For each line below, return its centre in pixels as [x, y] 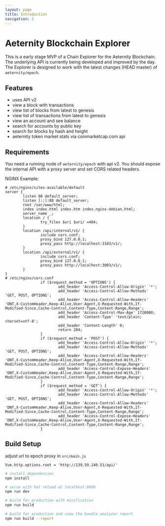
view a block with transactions [43, 105]
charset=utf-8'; [22, 321]
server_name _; [38, 213]
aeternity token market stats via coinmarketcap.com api [69, 136]
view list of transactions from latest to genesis [59, 116]
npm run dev [17, 492]
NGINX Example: [22, 178]
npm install [17, 478]
